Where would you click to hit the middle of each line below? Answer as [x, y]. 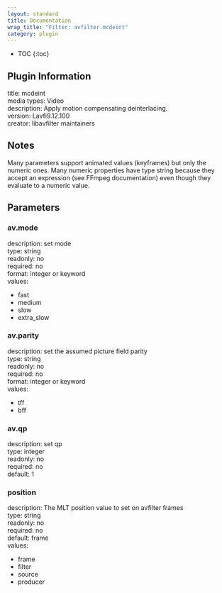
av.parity [23, 336]
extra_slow [33, 317]
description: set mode [39, 243]
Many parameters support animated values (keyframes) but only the [107, 162]
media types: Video [36, 101]
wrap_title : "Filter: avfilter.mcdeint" [68, 27]
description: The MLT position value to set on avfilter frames [95, 508]
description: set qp [35, 444]
